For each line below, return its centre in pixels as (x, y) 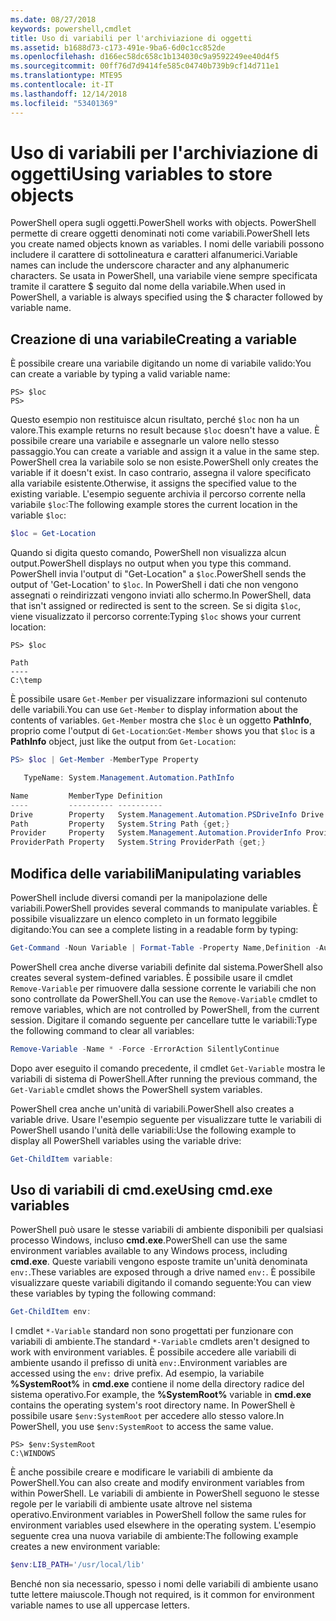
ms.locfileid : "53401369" (64, 103)
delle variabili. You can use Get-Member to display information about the (154, 710)
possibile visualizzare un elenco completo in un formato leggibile (144, 918)
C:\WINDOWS (33, 1454)
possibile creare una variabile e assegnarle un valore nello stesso (145, 441)
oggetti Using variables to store (141, 173)
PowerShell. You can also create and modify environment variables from (157, 1483)
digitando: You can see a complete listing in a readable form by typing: (154, 929)
